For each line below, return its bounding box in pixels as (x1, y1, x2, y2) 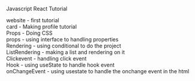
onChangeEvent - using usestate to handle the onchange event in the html (6, 68, 190, 74)
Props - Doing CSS (6, 29, 53, 37)
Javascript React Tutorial (6, 5, 68, 12)
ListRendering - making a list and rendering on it (6, 49, 125, 56)
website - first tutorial (6, 17, 60, 23)
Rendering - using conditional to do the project (6, 42, 121, 49)
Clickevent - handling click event (6, 55, 87, 62)
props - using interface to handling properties (6, 36, 118, 43)
